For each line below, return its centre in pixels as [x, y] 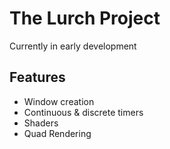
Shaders [41, 123]
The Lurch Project [85, 18]
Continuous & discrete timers [83, 112]
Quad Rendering [57, 133]
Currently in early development [73, 46]
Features [37, 77]
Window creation [59, 101]
